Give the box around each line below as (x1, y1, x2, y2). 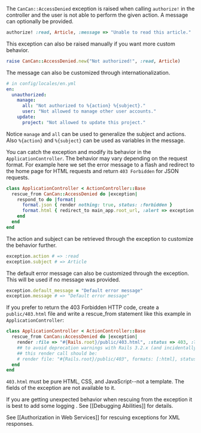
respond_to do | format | (17, 196, 77, 202)
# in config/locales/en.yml (6, 80, 77, 86)
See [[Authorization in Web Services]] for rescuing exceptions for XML (6, 414, 181, 421)
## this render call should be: (17, 350, 98, 356)
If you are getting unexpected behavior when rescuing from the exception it (6, 396, 193, 403)
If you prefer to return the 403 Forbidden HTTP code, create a (6, 304, 160, 311)
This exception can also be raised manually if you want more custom (6, 40, 175, 47)
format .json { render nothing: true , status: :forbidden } (22, 202, 172, 208)
